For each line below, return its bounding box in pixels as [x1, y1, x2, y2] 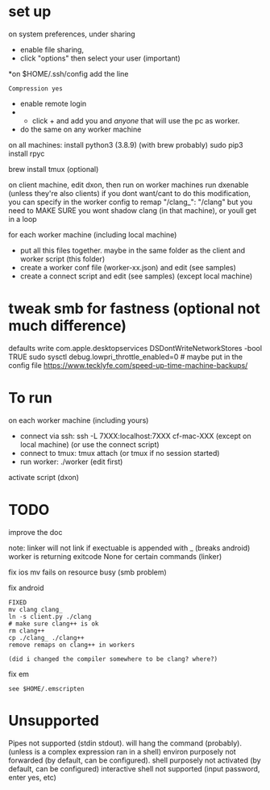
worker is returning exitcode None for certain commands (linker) [8, 551, 222, 561]
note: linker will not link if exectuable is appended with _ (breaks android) [8, 543, 251, 553]
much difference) [8, 317, 127, 335]
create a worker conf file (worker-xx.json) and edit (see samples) [19, 262, 236, 272]
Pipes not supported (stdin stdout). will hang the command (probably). [8, 738, 242, 748]
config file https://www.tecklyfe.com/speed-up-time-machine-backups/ [8, 360, 248, 370]
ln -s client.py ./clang [8, 612, 92, 621]
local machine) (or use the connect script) [19, 439, 160, 449]
